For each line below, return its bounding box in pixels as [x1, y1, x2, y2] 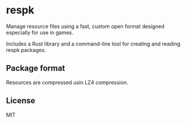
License [6, 96, 36, 106]
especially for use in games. [6, 29, 74, 36]
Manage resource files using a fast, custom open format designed [6, 23, 165, 30]
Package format [6, 64, 65, 73]
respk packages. [6, 46, 47, 53]
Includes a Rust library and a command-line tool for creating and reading [6, 40, 181, 47]
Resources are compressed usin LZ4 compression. [6, 79, 128, 86]
